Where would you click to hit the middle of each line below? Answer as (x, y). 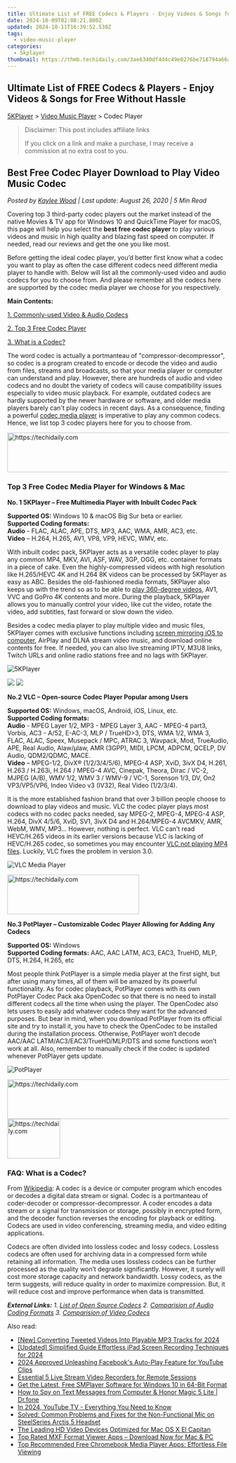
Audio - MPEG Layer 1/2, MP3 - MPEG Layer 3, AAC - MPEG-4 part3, (107, 726)
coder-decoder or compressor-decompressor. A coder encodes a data (110, 1203)
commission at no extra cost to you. (76, 150)
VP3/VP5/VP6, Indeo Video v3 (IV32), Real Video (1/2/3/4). (92, 785)
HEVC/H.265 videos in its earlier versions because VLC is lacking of (105, 836)
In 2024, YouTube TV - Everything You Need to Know (94, 1407)
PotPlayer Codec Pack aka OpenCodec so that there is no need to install (112, 996)
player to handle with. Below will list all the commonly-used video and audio (117, 273)
